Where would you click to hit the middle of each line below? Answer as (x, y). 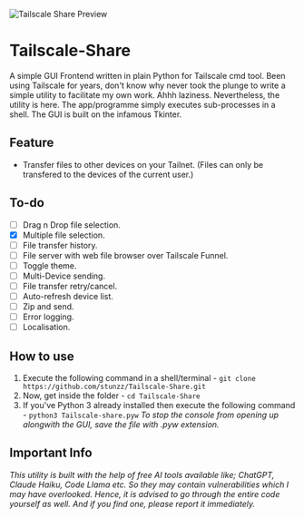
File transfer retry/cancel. (70, 286)
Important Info (51, 453)
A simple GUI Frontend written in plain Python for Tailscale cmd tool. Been (147, 75)
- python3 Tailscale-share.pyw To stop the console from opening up (151, 415)
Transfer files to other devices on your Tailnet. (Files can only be (143, 164)
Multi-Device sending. (64, 276)
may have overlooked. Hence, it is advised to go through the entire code (145, 494)
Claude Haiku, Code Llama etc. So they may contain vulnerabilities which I (149, 484)
